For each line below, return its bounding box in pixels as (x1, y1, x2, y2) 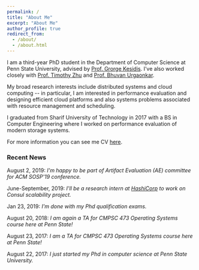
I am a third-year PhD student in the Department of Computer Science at (7, 58, 186, 66)
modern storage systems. (7, 127, 71, 134)
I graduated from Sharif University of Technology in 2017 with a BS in (7, 113, 177, 121)
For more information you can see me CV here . (7, 138, 123, 145)
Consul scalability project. (7, 191, 71, 199)
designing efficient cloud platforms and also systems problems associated (7, 95, 191, 103)
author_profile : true (7, 25, 61, 32)
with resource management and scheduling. (7, 102, 116, 109)
